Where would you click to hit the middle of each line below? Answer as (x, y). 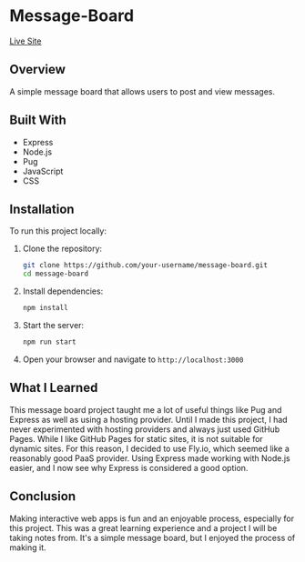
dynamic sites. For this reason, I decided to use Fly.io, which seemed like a (149, 448)
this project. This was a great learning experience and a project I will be (143, 527)
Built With (38, 120)
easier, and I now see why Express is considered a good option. (129, 467)
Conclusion (43, 497)
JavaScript (43, 171)
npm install (45, 308)
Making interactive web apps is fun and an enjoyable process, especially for (152, 518)
